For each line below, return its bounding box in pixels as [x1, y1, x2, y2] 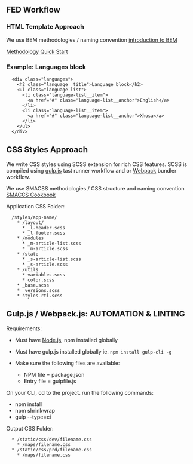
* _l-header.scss [22, 225, 66, 231]
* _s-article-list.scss [22, 256, 82, 262]
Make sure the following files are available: [14, 359, 120, 367]
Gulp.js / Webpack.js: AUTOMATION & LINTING [6, 309, 185, 319]
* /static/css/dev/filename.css [11, 436, 93, 443]
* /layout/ [17, 219, 44, 226]
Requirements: [6, 325, 42, 332]
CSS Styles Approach [6, 145, 88, 155]
